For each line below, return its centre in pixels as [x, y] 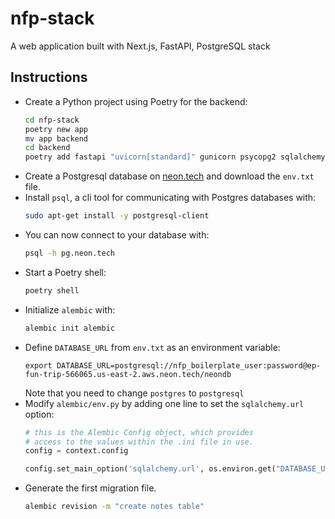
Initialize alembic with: [70, 309]
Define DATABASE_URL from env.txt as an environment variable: [152, 347]
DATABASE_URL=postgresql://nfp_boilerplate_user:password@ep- [189, 365]
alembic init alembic [69, 328]
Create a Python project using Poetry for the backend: [136, 101]
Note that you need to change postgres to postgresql [134, 393]
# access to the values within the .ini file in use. [139, 442]
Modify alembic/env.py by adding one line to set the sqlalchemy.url [164, 403]
